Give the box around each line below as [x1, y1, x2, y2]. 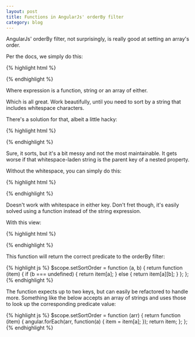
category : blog [6, 19, 43, 25]
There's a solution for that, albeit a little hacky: [6, 116, 118, 123]
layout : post [6, 8, 38, 15]
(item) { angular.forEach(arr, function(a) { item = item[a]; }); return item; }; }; [6, 318, 188, 325]
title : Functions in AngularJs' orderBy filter [6, 14, 124, 20]
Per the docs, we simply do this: [6, 53, 83, 60]
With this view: [6, 219, 42, 226]
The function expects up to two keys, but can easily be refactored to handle [6, 288, 189, 295]
